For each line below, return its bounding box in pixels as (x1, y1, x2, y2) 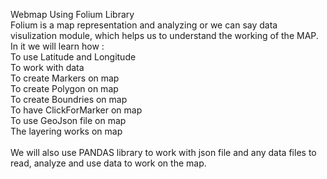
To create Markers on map (10, 72, 120, 84)
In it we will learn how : (10, 40, 105, 52)
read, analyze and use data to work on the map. (10, 157, 207, 169)
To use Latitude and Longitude (10, 51, 137, 63)
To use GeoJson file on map (10, 115, 127, 126)
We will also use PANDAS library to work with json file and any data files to (10, 147, 317, 158)
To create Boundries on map (10, 94, 128, 105)
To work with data (10, 62, 85, 73)
